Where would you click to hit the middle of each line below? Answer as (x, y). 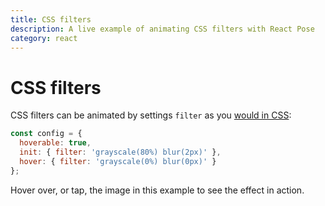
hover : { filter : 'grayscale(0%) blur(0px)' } (118, 161)
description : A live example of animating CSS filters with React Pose (162, 29)
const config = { (46, 134)
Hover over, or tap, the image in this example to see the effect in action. (157, 190)
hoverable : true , (55, 143)
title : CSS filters (51, 19)
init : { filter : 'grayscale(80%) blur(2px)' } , (120, 152)
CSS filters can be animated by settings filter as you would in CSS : (151, 115)
